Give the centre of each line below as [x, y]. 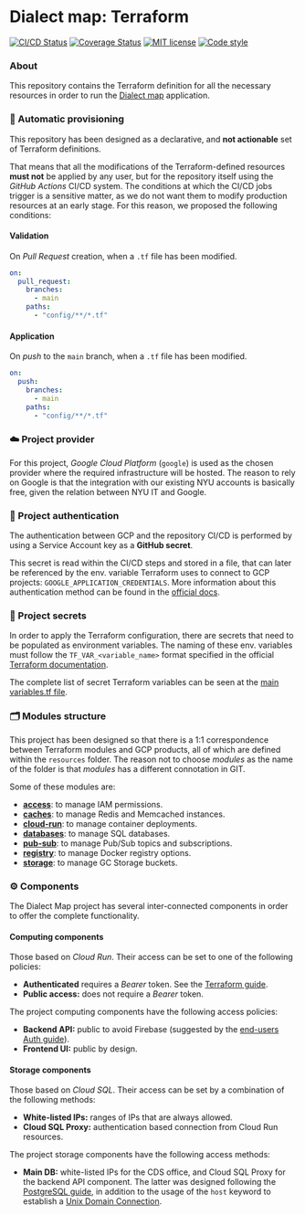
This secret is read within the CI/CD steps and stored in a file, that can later [151, 563]
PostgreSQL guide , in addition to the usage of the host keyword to [147, 1192]
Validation [29, 236]
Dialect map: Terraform [100, 17]
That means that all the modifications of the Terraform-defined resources [147, 166]
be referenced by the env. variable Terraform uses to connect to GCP [140, 573]
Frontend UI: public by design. [80, 1049]
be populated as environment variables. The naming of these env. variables [151, 645]
